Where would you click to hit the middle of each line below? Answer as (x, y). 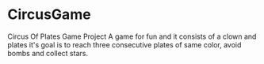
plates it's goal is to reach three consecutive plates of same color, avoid (124, 44)
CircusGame (50, 15)
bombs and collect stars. (48, 53)
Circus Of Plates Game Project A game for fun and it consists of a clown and (132, 36)
